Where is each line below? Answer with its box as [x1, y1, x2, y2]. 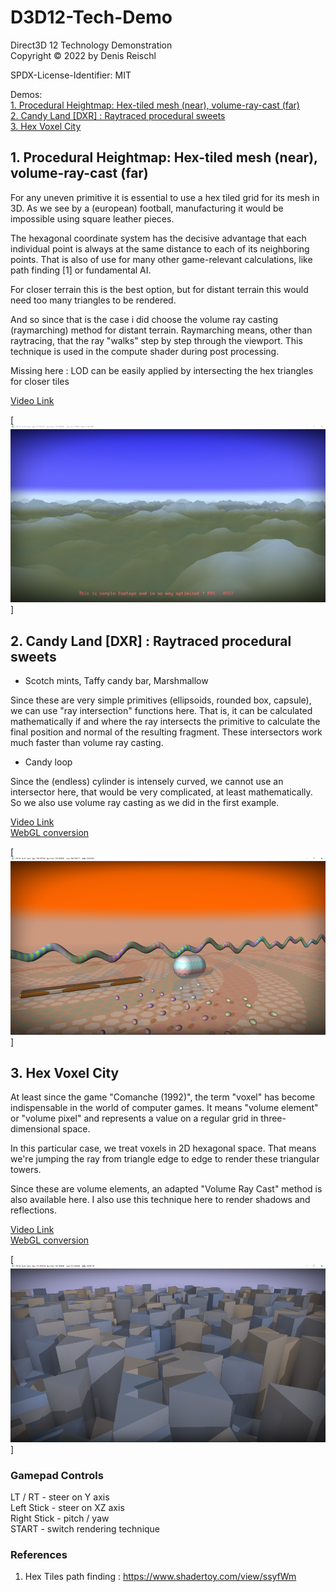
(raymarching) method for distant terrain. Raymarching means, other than [10, 324, 313, 336]
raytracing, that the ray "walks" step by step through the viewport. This [10, 334, 303, 346]
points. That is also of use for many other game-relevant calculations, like [10, 253, 313, 265]
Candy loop [24, 756, 73, 768]
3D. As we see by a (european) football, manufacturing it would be [10, 202, 284, 214]
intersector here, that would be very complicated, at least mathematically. [10, 786, 313, 798]
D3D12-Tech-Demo [10, 6, 173, 29]
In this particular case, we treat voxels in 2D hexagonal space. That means [10, 1142, 317, 1155]
